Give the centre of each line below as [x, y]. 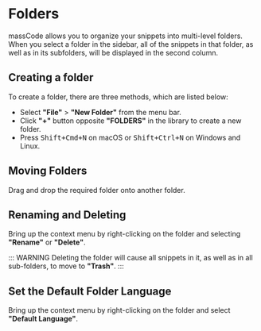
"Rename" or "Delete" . [47, 242]
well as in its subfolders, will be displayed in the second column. [113, 52]
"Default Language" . [43, 319]
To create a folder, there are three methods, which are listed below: [118, 97]
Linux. [30, 146]
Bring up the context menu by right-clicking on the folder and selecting [125, 234]
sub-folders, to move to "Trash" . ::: [66, 266]
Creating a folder [51, 77]
